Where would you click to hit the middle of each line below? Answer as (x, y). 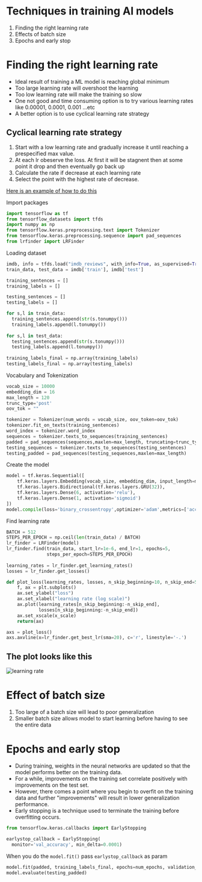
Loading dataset (26, 253)
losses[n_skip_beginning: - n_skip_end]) (88, 610)
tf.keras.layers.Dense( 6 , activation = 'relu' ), (76, 493)
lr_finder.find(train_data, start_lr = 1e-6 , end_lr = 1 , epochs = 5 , (88, 549)
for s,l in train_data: (36, 314)
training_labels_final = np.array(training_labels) (72, 358)
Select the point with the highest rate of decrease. (77, 179)
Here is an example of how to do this (52, 190)
